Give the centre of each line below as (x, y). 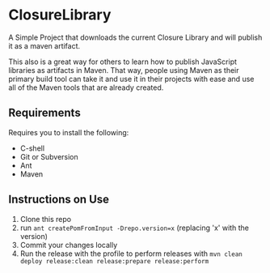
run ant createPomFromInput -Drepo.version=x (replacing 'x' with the (134, 228)
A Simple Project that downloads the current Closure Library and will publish (135, 37)
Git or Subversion (49, 156)
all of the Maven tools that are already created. (86, 87)
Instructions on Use (59, 200)
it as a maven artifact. (44, 45)
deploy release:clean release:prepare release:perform (114, 261)
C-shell (32, 148)
